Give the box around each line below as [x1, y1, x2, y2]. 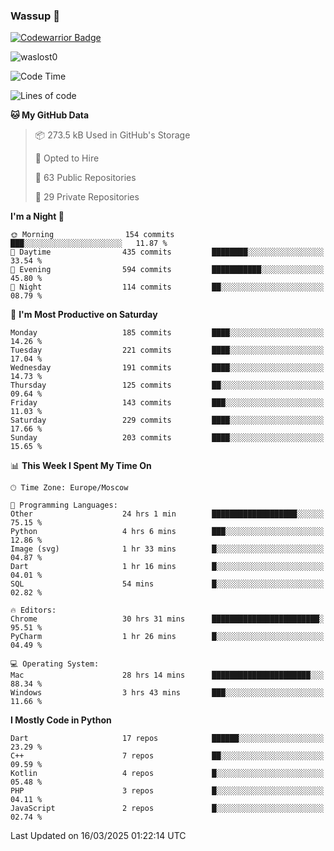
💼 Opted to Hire [34, 152, 100, 164]
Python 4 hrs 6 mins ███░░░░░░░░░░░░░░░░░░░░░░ [10, 527, 325, 537]
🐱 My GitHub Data [10, 109, 90, 121]
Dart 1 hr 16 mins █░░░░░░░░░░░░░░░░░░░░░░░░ [10, 562, 325, 572]
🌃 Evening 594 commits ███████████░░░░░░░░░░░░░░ [10, 265, 325, 275]
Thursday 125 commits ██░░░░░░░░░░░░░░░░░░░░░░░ [10, 380, 325, 391]
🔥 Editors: [10, 605, 57, 616]
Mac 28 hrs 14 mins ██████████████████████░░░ [10, 670, 325, 681]
